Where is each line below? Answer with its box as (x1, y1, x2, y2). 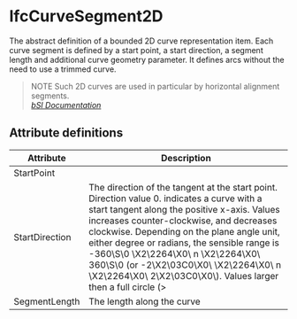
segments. (30, 90, 70, 101)
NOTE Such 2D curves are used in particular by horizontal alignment (30, 81, 280, 91)
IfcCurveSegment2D (9, 6, 164, 27)
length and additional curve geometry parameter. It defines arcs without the (9, 54, 285, 65)
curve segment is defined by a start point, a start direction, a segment (9, 44, 263, 55)
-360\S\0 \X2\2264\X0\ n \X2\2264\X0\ (88, 247, 261, 260)
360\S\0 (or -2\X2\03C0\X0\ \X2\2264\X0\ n (88, 259, 281, 271)
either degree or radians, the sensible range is (88, 237, 280, 249)
